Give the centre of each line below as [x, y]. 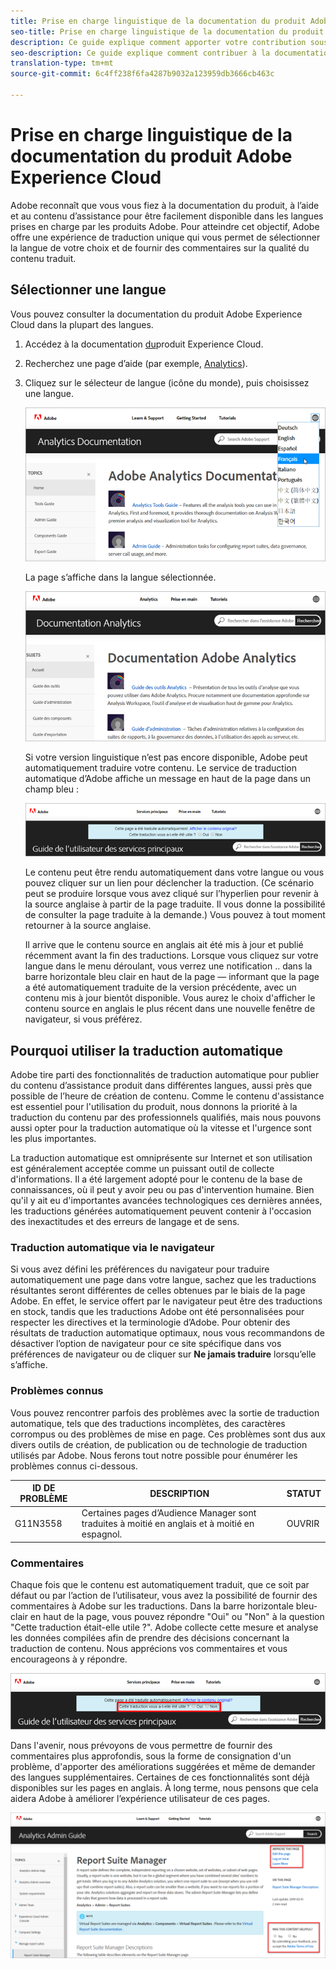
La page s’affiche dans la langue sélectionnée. [120, 577]
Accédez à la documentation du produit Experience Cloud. [144, 344]
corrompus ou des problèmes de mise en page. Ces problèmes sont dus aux [168, 1434]
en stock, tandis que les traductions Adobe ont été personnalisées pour [157, 1312]
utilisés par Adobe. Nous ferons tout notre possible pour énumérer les [154, 1455]
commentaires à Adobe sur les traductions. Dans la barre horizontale [152, 1606]
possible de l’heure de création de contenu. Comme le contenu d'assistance [167, 1096]
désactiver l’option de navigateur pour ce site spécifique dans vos [146, 1344]
